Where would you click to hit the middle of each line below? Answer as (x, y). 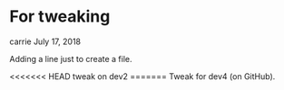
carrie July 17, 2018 (45, 41)
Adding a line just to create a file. (71, 58)
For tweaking (60, 17)
